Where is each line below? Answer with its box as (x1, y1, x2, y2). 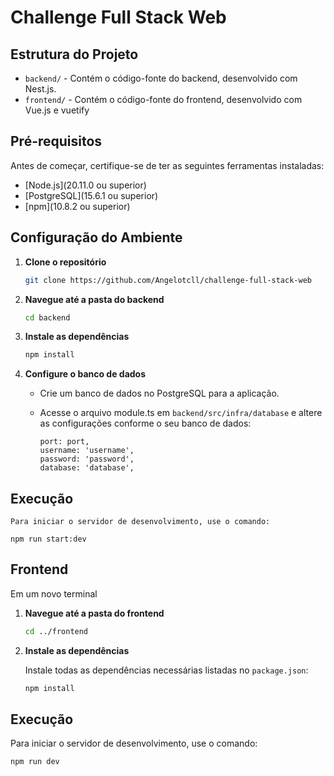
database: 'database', (39, 463, 135, 473)
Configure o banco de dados (24, 368, 147, 380)
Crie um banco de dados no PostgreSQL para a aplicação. (39, 387, 280, 400)
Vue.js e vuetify (24, 104, 90, 116)
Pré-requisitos (10, 133, 103, 150)
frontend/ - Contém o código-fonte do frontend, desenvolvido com (24, 94, 303, 105)
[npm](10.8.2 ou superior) (24, 200, 131, 212)
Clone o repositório (24, 256, 107, 268)
